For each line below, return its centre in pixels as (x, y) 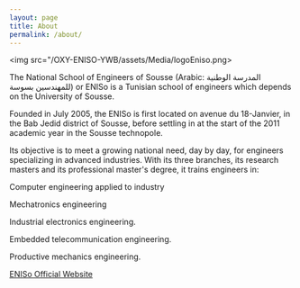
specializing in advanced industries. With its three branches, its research (144, 160)
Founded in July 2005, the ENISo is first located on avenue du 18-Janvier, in (150, 114)
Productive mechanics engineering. (75, 256)
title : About (34, 26)
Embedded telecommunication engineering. (91, 239)
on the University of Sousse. (62, 96)
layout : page (34, 18)
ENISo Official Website (51, 274)
